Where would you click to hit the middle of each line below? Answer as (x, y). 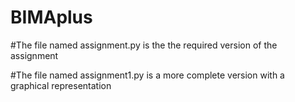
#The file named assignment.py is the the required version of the (144, 45)
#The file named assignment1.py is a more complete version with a (147, 75)
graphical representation (61, 85)
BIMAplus (51, 17)
